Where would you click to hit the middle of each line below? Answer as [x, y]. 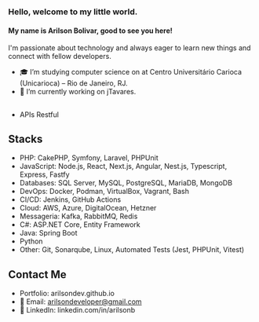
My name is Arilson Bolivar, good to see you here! [90, 31]
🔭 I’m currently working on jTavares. [78, 92]
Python [31, 241]
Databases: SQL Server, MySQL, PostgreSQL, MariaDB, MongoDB [126, 183]
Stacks [26, 139]
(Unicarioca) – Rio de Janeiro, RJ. [73, 83]
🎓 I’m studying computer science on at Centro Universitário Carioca [130, 72]
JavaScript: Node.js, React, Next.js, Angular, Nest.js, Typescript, [123, 166]
